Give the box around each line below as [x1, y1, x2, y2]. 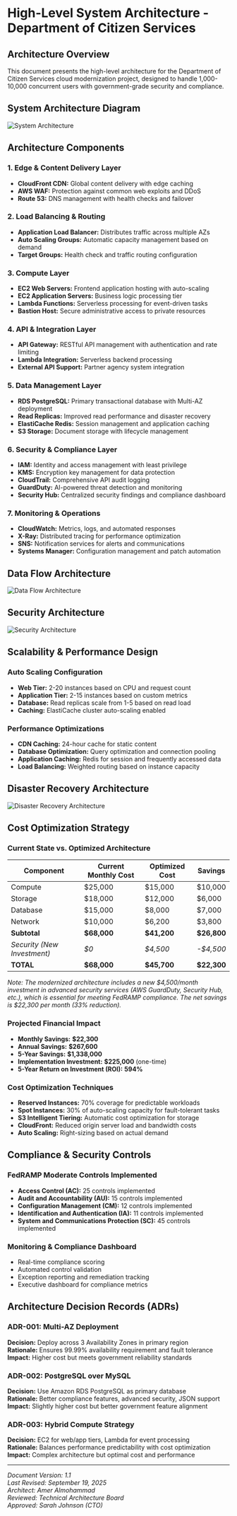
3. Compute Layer [7, 268, 70, 277]
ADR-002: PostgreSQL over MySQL [7, 1371, 131, 1381]
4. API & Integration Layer [7, 324, 97, 334]
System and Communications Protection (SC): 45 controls [17, 1216, 190, 1225]
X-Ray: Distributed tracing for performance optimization [17, 532, 181, 541]
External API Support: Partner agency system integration [17, 363, 185, 372]
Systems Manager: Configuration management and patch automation [17, 547, 221, 556]
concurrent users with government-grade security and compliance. [28, 82, 224, 90]
